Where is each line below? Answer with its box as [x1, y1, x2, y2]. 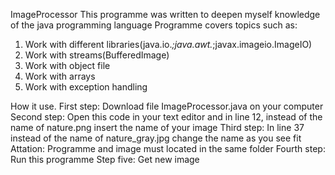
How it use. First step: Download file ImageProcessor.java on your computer [10, 100, 324, 112]
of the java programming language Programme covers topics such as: [10, 19, 298, 31]
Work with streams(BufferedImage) [24, 49, 170, 61]
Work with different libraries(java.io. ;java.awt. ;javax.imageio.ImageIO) [24, 39, 313, 50]
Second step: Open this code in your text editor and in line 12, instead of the [10, 111, 323, 123]
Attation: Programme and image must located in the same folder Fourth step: [10, 143, 326, 154]
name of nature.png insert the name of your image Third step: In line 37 [10, 122, 305, 133]
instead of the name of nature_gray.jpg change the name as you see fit [10, 132, 302, 144]
